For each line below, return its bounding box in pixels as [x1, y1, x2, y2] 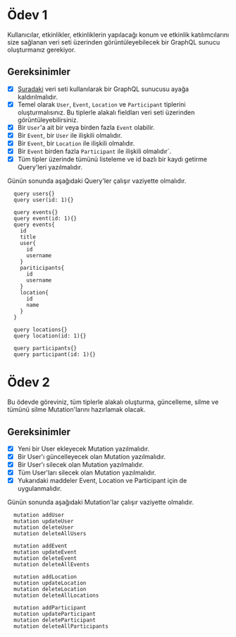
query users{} [13, 191, 55, 198]
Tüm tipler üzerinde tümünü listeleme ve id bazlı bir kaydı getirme [17, 155, 208, 164]
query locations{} [13, 326, 68, 333]
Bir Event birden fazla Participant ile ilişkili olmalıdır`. [17, 147, 172, 155]
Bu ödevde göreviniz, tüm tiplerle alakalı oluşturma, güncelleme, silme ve [7, 398, 219, 406]
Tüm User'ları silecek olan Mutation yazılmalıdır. [17, 468, 156, 477]
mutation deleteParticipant [13, 617, 97, 624]
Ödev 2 [7, 374, 51, 391]
